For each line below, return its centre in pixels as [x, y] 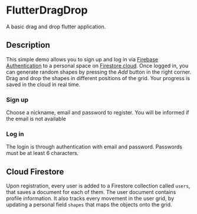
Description [28, 45]
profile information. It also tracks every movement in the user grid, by [90, 199]
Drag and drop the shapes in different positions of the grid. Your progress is [98, 78]
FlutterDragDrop [47, 10]
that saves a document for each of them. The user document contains [91, 192]
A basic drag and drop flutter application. [56, 27]
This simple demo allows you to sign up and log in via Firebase [82, 59]
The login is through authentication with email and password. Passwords [94, 147]
